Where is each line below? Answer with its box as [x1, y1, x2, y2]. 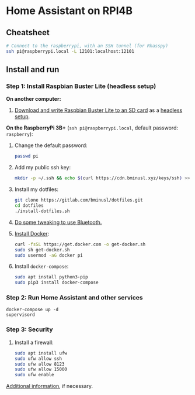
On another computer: [6, 96, 61, 103]
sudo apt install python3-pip [14, 274, 89, 280]
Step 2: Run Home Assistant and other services [6, 294, 143, 302]
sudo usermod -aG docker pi [14, 252, 83, 258]
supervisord [6, 312, 35, 318]
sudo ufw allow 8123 [14, 361, 65, 367]
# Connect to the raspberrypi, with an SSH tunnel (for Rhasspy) [6, 43, 168, 49]
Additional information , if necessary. [6, 383, 93, 390]
